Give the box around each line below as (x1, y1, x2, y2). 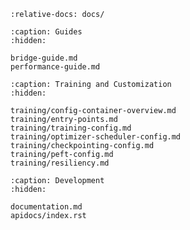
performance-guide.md (10, 62, 101, 72)
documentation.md (10, 202, 83, 212)
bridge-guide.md (10, 53, 78, 63)
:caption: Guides (10, 27, 83, 37)
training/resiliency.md (10, 158, 110, 168)
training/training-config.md (10, 123, 132, 133)
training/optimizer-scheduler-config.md (10, 132, 182, 142)
